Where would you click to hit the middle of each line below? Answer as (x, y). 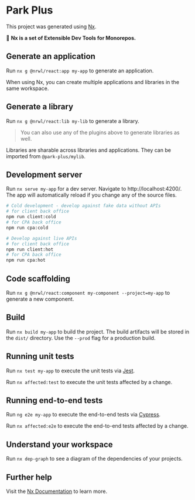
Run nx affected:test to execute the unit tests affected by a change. (89, 382)
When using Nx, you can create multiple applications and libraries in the (93, 82)
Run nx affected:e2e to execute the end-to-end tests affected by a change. (97, 426)
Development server (44, 174)
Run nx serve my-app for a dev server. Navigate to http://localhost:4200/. (94, 189)
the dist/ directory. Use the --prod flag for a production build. (81, 338)
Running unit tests (40, 356)
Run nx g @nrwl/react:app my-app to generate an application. (80, 71)
